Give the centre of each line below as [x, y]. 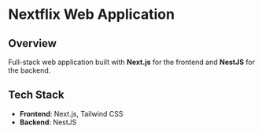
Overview [33, 43]
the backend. [30, 70]
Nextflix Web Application [92, 14]
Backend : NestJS [48, 122]
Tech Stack [36, 95]
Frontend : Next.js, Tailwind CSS [71, 113]
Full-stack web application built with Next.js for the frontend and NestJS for [132, 62]
